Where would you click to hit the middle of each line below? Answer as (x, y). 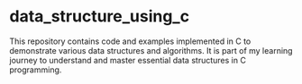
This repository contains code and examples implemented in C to (130, 41)
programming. (36, 70)
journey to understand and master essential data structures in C (128, 60)
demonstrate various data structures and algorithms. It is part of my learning (151, 50)
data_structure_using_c (100, 17)
